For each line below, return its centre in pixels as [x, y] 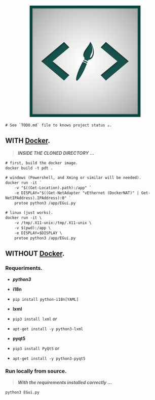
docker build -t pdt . [29, 168]
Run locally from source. [36, 371]
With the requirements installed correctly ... [65, 382]
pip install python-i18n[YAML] [46, 299]
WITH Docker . [28, 141]
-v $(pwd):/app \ [33, 228]
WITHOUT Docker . [35, 254]
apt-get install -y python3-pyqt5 [49, 359]
